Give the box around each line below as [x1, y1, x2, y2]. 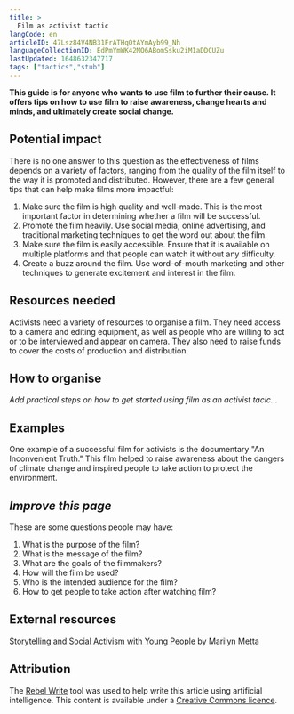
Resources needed [9, 293, 115, 308]
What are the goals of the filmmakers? [21, 557, 163, 568]
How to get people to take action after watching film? [21, 586, 217, 596]
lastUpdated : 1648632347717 [9, 54, 114, 63]
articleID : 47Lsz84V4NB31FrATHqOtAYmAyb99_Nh [9, 37, 180, 47]
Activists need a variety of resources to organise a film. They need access [9, 317, 282, 328]
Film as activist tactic [17, 21, 109, 30]
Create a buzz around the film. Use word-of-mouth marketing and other [21, 257, 285, 268]
